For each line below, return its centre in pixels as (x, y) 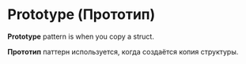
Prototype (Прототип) (81, 15)
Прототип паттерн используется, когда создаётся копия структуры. (123, 51)
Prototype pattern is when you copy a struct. (81, 36)
